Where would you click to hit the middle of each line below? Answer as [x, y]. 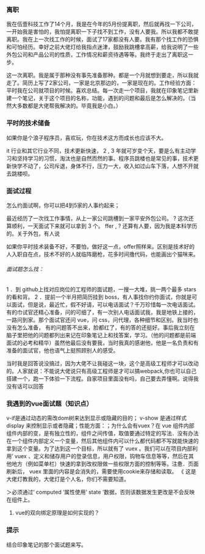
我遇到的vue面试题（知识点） [50, 404]
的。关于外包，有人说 [33, 233]
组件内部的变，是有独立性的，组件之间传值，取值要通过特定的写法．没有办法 [103, 433]
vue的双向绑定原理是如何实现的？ [57, 513]
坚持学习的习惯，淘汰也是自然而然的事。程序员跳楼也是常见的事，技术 [105, 158]
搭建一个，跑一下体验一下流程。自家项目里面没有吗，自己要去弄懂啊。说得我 [103, 379]
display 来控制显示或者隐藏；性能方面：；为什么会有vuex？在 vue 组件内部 [100, 426]
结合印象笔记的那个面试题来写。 [46, 544]
